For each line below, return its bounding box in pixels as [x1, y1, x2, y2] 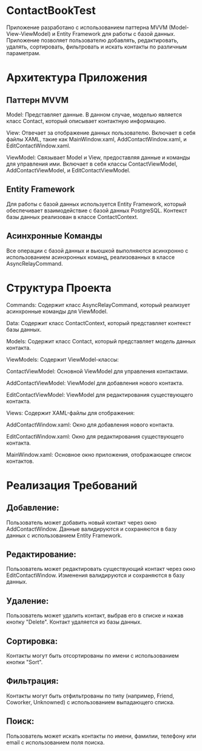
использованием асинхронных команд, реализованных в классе [6, 253, 175, 261]
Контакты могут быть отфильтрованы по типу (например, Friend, [6, 692, 175, 699]
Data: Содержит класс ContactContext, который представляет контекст [6, 319, 191, 326]
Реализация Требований [6, 479, 138, 492]
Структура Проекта [6, 281, 112, 295]
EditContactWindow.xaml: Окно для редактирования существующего [6, 433, 184, 440]
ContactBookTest [6, 4, 96, 18]
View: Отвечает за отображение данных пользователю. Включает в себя [6, 129, 196, 136]
